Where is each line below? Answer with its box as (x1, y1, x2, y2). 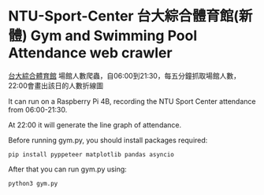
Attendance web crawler (8, 44, 173, 62)
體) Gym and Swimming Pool (8, 27, 198, 45)
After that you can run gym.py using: (8, 164, 128, 174)
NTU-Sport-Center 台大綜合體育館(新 (8, 7, 253, 25)
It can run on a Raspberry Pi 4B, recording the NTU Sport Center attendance (8, 96, 256, 106)
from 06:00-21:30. (8, 105, 68, 114)
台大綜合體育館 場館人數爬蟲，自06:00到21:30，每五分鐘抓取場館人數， (8, 71, 240, 80)
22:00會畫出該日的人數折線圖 (8, 80, 104, 90)
